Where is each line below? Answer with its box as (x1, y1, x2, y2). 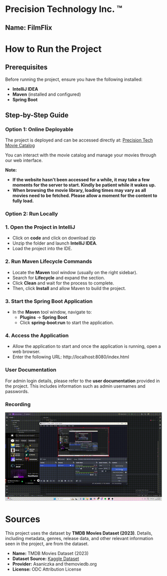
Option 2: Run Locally (5, 210, 58, 217)
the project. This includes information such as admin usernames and (5, 383, 146, 389)
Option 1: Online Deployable (5, 126, 74, 133)
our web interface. (5, 157, 43, 163)
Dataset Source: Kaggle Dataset (12, 556, 80, 562)
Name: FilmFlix (5, 23, 52, 32)
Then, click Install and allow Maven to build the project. (12, 285, 126, 291)
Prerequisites (5, 63, 48, 72)
